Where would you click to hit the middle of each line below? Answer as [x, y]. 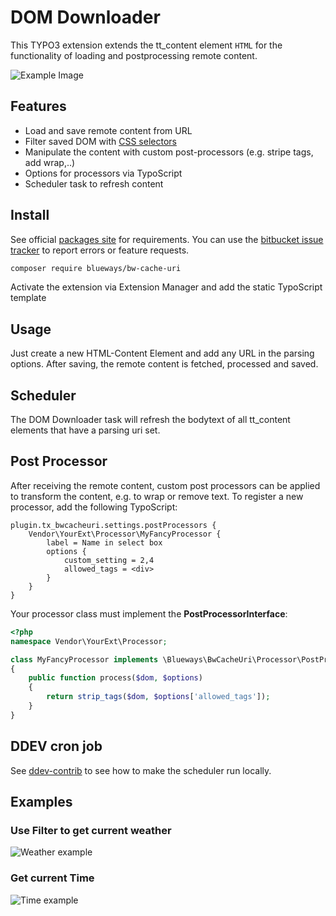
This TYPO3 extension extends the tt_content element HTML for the [146, 45]
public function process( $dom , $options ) [115, 678]
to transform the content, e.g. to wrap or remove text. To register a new [157, 496]
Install [30, 215]
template [28, 298]
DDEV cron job [56, 746]
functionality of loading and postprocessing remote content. [134, 55]
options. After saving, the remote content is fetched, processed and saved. [164, 364]
